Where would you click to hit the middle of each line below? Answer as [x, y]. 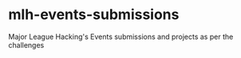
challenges [26, 44]
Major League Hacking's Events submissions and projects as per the [121, 37]
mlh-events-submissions [94, 15]
